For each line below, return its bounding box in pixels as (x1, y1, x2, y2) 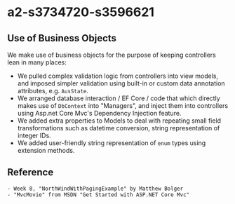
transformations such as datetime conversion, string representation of (17, 124, 220, 132)
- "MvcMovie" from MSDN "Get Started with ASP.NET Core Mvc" (7, 191, 190, 198)
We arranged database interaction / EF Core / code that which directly (17, 94, 221, 102)
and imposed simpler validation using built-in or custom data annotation (17, 79, 226, 88)
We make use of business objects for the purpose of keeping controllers (7, 50, 216, 59)
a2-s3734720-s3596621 (7, 4, 154, 20)
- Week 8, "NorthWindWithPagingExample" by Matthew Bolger (7, 185, 184, 192)
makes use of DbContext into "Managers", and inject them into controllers (17, 102, 229, 109)
